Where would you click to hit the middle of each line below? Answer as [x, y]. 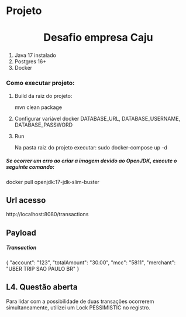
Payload [21, 233]
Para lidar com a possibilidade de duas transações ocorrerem [80, 301]
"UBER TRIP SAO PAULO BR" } [43, 268]
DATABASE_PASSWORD [44, 125]
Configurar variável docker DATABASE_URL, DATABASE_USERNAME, [97, 118]
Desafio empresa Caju [98, 38]
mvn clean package [38, 107]
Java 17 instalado [35, 55]
